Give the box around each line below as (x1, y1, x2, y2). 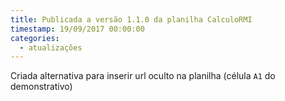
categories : (10, 33, 60, 43)
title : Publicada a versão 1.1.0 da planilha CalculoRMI (10, 14, 253, 25)
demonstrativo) (10, 81, 73, 93)
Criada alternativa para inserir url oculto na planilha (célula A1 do (10, 70, 276, 82)
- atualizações (19, 42, 83, 53)
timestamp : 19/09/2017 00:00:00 (10, 24, 145, 34)
